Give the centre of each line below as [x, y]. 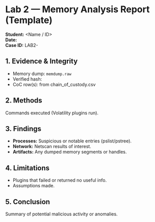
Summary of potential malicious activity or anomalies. [62, 214]
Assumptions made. [34, 186]
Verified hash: [27, 79]
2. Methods [24, 101]
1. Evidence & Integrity [42, 61]
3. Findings [23, 129]
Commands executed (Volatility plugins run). [52, 113]
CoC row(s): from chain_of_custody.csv [54, 84]
